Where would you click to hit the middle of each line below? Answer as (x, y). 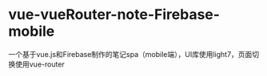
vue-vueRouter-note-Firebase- (114, 15)
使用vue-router (40, 64)
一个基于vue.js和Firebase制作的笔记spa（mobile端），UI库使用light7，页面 (130, 54)
